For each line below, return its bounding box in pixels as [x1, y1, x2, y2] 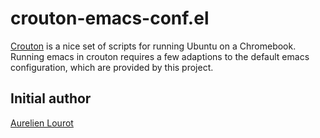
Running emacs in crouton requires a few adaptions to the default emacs [10, 50, 310, 62]
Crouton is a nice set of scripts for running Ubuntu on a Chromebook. [10, 40, 297, 52]
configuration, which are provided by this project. [10, 61, 214, 73]
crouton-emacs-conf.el [10, 7, 210, 30]
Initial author [10, 90, 92, 107]
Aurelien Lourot [10, 117, 74, 129]
